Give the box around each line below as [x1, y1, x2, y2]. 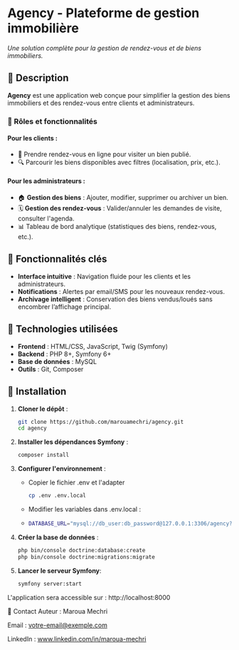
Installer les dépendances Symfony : [17, 437, 129, 447]
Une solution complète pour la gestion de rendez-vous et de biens [7, 44, 201, 52]
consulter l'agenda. [17, 214, 75, 223]
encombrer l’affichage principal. [17, 302, 112, 311]
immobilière [7, 20, 80, 36]
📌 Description [7, 72, 69, 84]
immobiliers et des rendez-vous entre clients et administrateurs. [7, 98, 195, 107]
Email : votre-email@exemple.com [7, 621, 108, 629]
